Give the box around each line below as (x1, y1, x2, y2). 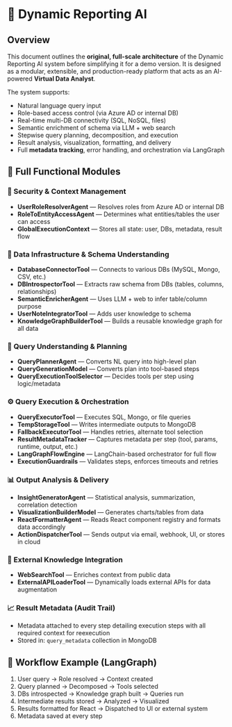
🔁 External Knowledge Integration (7, 555, 123, 564)
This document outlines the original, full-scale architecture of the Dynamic (7, 52, 224, 60)
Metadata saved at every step (17, 712, 103, 720)
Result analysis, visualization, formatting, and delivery (17, 138, 172, 147)
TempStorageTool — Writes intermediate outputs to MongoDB (17, 420, 197, 428)
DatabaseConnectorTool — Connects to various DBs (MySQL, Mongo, (17, 265, 220, 273)
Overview (7, 34, 51, 46)
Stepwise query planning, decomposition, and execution (17, 131, 179, 139)
